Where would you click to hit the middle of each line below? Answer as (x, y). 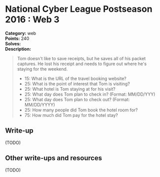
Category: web (21, 33)
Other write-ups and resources (54, 158)
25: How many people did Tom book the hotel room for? (81, 110)
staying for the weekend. (42, 69)
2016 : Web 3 (32, 19)
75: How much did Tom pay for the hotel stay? (71, 115)
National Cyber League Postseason (79, 9)
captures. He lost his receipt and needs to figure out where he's (82, 64)
